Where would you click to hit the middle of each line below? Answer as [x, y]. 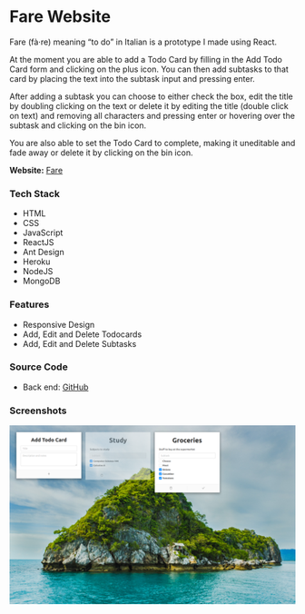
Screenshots [38, 411]
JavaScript [43, 233]
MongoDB [41, 281]
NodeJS [38, 272]
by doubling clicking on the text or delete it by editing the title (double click [149, 105]
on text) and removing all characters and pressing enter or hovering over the [152, 115]
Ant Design [44, 253]
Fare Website [60, 17]
